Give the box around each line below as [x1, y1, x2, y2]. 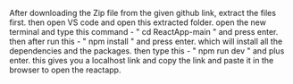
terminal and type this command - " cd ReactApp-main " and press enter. [9, 27, 279, 37]
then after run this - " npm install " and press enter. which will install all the [9, 36, 283, 46]
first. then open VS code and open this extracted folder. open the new [9, 17, 266, 28]
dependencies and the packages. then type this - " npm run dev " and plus [9, 46, 285, 56]
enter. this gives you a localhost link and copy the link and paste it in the [9, 55, 274, 65]
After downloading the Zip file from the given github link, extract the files [9, 8, 277, 18]
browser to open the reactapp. [9, 64, 121, 75]
